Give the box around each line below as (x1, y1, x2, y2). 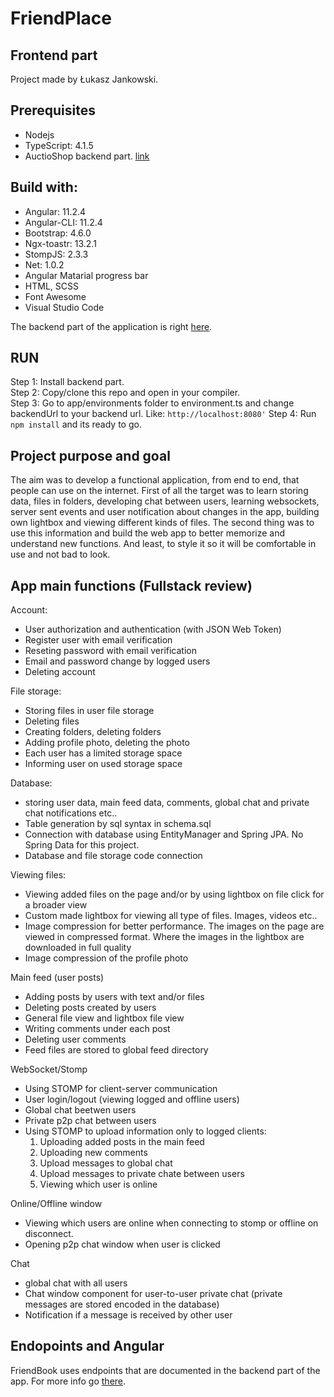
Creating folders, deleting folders (24, 726, 162, 738)
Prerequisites (10, 102, 96, 119)
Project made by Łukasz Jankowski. (10, 73, 159, 85)
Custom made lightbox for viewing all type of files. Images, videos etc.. (24, 910, 318, 922)
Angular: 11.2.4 (24, 205, 87, 217)
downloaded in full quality (24, 942, 132, 954)
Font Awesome (24, 290, 87, 302)
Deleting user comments (24, 1033, 127, 1046)
